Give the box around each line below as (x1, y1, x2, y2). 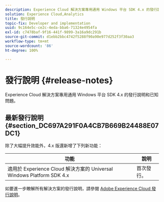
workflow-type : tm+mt (5, 39, 49, 44)
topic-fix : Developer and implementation (5, 20, 91, 26)
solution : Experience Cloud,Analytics (5, 12, 84, 17)
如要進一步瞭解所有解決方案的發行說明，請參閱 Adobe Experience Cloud (5, 186, 151, 192)
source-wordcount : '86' (5, 43, 54, 48)
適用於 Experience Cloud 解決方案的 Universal (7, 165, 113, 172)
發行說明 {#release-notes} (5, 75, 113, 86)
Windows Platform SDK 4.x (7, 172, 69, 179)
